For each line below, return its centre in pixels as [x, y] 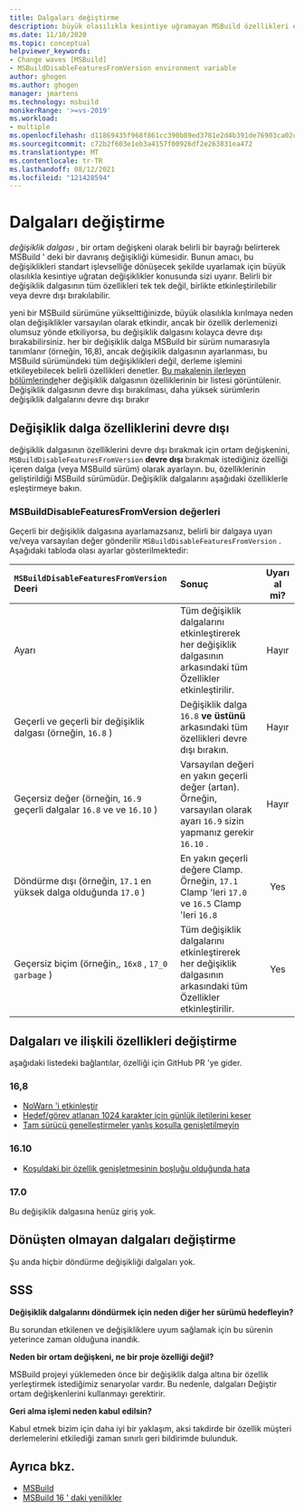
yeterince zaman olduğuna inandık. [75, 1339]
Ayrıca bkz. [42, 1467]
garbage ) [33, 975]
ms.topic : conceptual [50, 43]
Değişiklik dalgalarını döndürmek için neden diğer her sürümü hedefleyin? [152, 1312]
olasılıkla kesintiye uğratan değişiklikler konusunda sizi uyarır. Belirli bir [141, 276]
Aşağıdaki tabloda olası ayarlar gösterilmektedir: [99, 551]
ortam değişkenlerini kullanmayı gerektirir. [87, 1393]
